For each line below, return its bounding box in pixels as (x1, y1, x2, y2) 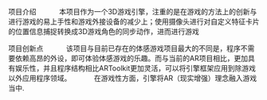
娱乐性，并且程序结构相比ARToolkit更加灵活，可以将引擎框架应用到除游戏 (14, 63, 257, 73)
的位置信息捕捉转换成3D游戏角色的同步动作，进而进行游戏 (8, 27, 199, 36)
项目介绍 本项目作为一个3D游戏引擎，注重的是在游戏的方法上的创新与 (8, 7, 257, 16)
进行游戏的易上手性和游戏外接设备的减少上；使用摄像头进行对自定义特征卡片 (8, 17, 260, 26)
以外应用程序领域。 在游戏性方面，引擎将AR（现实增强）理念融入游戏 (8, 74, 257, 83)
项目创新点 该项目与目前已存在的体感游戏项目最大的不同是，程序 (8, 44, 241, 53)
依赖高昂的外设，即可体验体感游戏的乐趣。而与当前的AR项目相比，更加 (14, 54, 249, 63)
